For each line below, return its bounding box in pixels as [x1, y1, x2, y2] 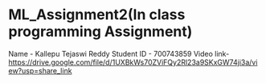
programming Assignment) [8, 22, 193, 41]
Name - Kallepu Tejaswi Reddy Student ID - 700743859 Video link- [8, 49, 230, 58]
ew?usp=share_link [8, 65, 72, 75]
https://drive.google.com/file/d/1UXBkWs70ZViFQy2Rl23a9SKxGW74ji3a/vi [8, 57, 258, 67]
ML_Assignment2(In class [8, 6, 186, 24]
